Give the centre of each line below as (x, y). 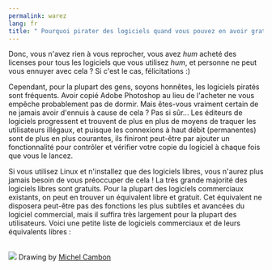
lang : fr (23, 24)
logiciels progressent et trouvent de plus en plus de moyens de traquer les (132, 122)
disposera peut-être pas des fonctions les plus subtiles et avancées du (127, 206)
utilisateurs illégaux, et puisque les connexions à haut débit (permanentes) (132, 130)
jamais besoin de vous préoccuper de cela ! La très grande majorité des (128, 180)
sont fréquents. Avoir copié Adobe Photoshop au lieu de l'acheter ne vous (132, 96)
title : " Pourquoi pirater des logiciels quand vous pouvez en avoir (128, 31)
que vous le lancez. (41, 156)
